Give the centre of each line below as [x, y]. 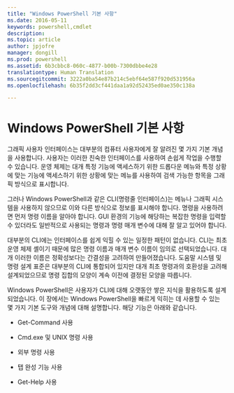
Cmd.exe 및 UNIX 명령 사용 [55, 338]
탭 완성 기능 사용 [40, 367]
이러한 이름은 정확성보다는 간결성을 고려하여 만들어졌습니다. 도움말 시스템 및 [118, 258]
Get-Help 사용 [37, 382]
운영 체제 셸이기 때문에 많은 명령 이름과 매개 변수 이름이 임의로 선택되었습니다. [114, 249]
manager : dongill [32, 53]
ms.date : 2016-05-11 [37, 20]
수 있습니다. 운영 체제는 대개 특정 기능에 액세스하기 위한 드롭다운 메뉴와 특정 [111, 167]
